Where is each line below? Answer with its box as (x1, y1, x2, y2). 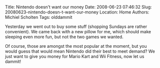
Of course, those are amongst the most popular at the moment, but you (5, 43, 147, 49)
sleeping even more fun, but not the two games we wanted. (5, 34, 124, 40)
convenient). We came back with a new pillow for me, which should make (5, 29, 151, 34)
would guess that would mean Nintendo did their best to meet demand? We (5, 48, 155, 54)
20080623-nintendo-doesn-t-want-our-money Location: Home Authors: (5, 9, 149, 15)
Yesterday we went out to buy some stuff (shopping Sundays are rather (5, 24, 147, 29)
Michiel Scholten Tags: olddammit (5, 14, 73, 20)
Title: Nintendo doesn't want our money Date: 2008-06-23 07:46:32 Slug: (5, 4, 152, 10)
